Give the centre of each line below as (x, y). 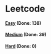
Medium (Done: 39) (26, 35)
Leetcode (25, 9)
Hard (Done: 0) (21, 46)
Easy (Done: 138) (23, 23)
